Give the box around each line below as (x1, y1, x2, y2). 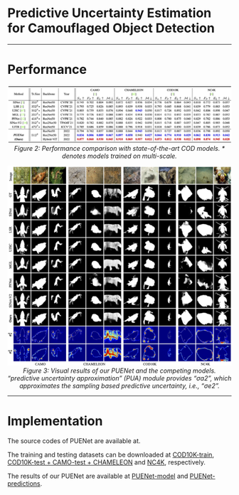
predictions (7, 479, 41, 488)
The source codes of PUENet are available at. (7, 437, 141, 445)
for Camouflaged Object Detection (7, 20, 215, 36)
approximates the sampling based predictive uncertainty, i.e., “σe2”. (18, 382, 221, 390)
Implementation (7, 413, 103, 430)
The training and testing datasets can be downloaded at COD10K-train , (7, 450, 215, 459)
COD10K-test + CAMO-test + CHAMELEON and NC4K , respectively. (7, 458, 206, 467)
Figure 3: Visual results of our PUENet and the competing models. (23, 366, 216, 375)
